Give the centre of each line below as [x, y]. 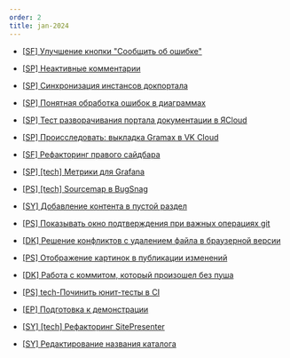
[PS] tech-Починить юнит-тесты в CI [91, 292]
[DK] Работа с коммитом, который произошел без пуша [128, 274]
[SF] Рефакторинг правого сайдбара [91, 154]
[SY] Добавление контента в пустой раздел [105, 206]
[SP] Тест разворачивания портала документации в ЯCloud [134, 120]
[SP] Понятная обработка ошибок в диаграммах [114, 102]
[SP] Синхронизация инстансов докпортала [105, 85]
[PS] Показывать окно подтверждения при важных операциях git [146, 223]
